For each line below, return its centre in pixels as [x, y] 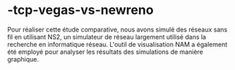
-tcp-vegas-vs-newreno [80, 10]
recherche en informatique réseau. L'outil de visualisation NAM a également [117, 44]
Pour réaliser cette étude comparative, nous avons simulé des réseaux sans [117, 29]
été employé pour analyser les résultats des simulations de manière [105, 52]
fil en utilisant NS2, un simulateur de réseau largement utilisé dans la [107, 36]
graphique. [23, 59]
